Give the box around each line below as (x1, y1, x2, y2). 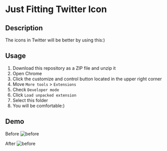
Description (5, 24, 43, 32)
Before (5, 130, 19, 137)
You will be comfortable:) (12, 103, 65, 109)
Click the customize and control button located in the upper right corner (12, 76, 162, 82)
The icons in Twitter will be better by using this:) (5, 37, 105, 43)
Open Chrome (12, 70, 42, 76)
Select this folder (12, 97, 48, 103)
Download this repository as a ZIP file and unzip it (12, 65, 116, 71)
